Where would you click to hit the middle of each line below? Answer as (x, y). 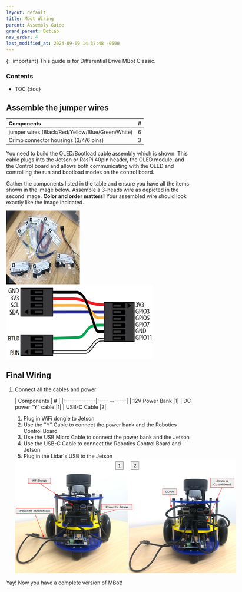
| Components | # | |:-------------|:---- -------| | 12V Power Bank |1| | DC (103, 401)
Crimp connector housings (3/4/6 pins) (56, 140)
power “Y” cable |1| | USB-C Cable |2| (60, 407)
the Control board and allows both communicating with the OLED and (90, 166)
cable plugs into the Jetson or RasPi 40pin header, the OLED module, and (95, 160)
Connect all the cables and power (55, 389)
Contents (20, 76)
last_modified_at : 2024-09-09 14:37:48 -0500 (63, 44)
